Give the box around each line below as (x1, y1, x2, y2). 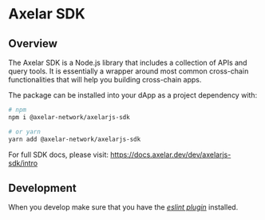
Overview (8, 37, 58, 50)
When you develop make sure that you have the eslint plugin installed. (8, 202, 239, 212)
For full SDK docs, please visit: (8, 150, 109, 159)
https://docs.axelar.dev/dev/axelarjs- (110, 150, 231, 159)
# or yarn (8, 127, 42, 136)
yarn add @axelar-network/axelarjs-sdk (8, 135, 141, 143)
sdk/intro (8, 158, 38, 168)
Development (8, 181, 77, 194)
